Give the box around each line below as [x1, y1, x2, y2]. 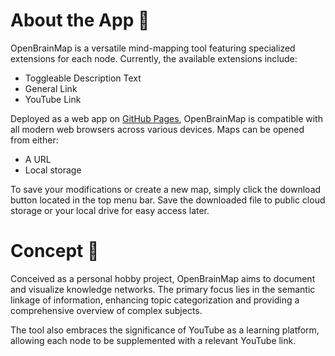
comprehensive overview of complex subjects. [10, 304, 203, 316]
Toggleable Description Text [24, 72, 142, 84]
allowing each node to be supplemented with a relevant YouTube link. [10, 334, 297, 346]
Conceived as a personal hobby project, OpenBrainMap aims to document [10, 272, 316, 284]
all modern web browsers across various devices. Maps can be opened [10, 123, 305, 135]
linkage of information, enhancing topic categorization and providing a [10, 294, 300, 306]
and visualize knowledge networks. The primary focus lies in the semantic [10, 283, 316, 295]
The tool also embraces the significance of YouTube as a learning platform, [10, 324, 320, 336]
